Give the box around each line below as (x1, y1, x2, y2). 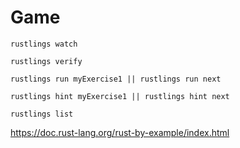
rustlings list (10, 109, 74, 119)
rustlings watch (10, 39, 78, 49)
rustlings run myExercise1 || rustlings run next (10, 74, 222, 84)
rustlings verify (10, 56, 83, 66)
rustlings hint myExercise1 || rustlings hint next (10, 91, 230, 101)
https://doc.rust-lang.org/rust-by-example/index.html (10, 126, 230, 138)
